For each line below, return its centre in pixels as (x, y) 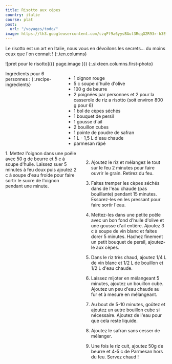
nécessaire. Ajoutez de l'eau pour (127, 315)
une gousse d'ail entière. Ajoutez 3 (128, 226)
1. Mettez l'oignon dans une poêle (41, 153)
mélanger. (102, 336)
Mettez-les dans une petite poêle (126, 215)
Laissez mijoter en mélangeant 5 (125, 278)
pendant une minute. (27, 186)
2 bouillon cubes (91, 127)
